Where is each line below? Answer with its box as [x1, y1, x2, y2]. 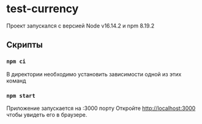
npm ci [6, 58, 26, 65]
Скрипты [6, 40, 43, 50]
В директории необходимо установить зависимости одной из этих [6, 70, 182, 78]
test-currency [6, 2, 79, 16]
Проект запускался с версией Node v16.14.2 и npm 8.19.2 [6, 22, 155, 29]
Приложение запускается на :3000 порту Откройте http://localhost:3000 [6, 104, 196, 112]
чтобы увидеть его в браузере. [6, 111, 88, 118]
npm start [6, 92, 36, 99]
